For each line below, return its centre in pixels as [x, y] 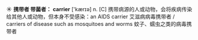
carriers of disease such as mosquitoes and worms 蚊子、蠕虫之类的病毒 [97, 24]
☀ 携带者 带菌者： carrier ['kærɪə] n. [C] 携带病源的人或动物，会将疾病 [94, 9]
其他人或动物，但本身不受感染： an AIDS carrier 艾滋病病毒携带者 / [93, 16]
